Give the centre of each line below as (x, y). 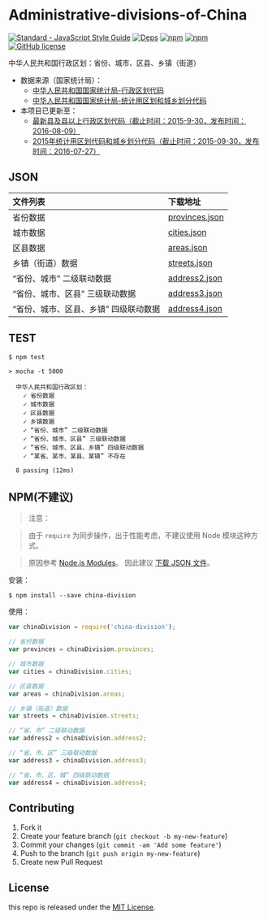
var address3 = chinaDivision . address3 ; (78, 760)
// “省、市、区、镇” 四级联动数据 (59, 775)
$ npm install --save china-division (72, 596)
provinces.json (196, 217)
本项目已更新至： (49, 111)
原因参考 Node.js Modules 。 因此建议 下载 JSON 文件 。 (121, 563)
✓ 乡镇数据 (39, 421)
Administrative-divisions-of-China (128, 15)
